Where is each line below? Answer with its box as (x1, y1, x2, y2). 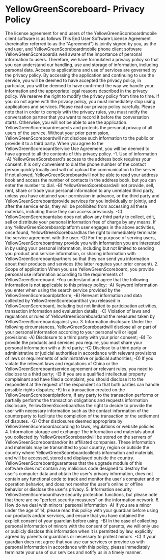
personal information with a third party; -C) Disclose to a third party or (5, 344, 147, 351)
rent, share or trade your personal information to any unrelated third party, (5, 187, 155, 193)
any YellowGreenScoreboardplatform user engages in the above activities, (5, 224, 156, 230)
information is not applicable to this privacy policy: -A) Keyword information (5, 282, 158, 288)
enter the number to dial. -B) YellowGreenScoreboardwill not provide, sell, (5, 182, 155, 188)
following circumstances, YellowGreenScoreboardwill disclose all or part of (5, 324, 157, 330)
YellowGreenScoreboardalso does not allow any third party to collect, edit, (5, 214, 156, 220)
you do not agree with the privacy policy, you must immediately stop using (5, 98, 156, 104)
